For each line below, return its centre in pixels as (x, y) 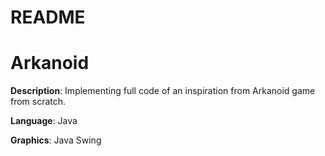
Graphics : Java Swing (56, 140)
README (48, 17)
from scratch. (38, 102)
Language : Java (44, 121)
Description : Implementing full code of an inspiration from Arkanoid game (163, 91)
